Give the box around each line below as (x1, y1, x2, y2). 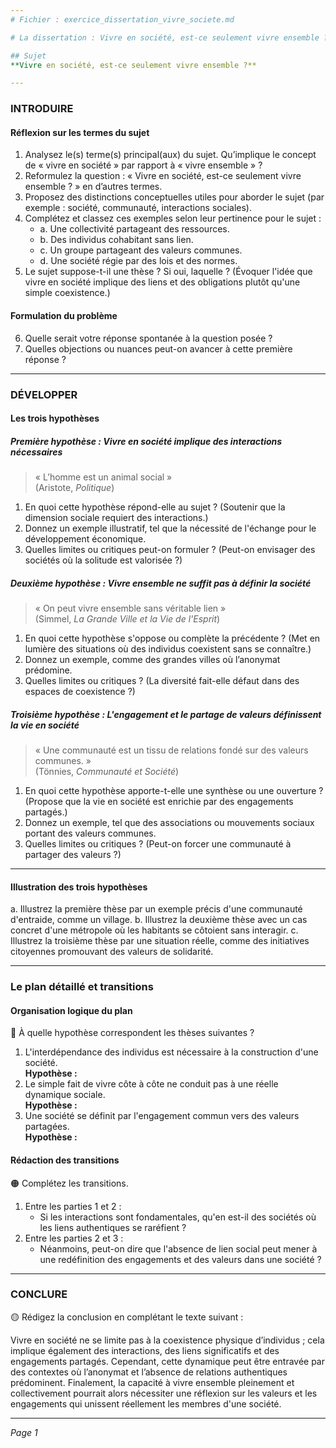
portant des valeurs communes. (24, 827, 157, 839)
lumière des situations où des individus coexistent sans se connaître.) (24, 643, 312, 655)
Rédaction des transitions (10, 1154, 120, 1166)
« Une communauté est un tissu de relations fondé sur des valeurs (34, 744, 309, 756)
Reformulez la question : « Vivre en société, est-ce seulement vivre (24, 170, 302, 182)
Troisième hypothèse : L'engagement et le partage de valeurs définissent (10, 708, 322, 720)
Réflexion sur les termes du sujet (10, 126, 150, 138)
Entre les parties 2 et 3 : (24, 1232, 124, 1244)
